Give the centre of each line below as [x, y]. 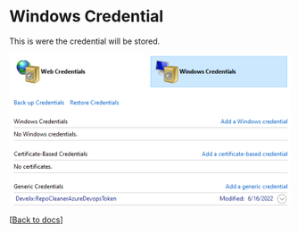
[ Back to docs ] [36, 220]
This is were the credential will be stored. [85, 41]
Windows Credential [87, 17]
